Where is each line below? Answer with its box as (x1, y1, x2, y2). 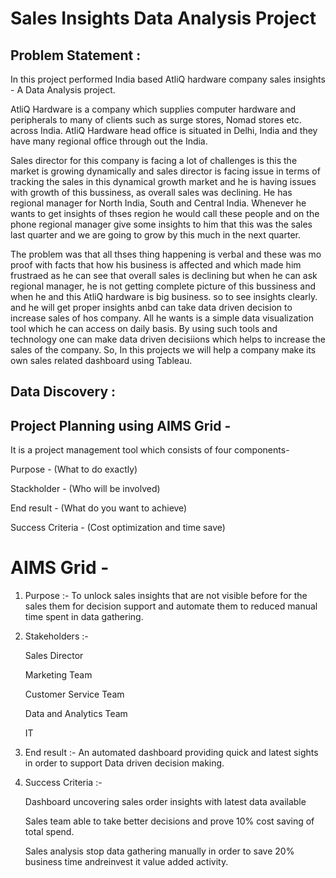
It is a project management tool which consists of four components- (10, 444, 290, 456)
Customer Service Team (24, 688, 125, 701)
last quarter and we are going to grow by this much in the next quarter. (10, 229, 302, 241)
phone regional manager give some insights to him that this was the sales (10, 218, 313, 230)
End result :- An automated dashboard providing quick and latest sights (24, 747, 319, 759)
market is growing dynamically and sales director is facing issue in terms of (10, 165, 321, 177)
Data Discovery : (10, 383, 117, 401)
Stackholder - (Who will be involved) (10, 483, 161, 495)
